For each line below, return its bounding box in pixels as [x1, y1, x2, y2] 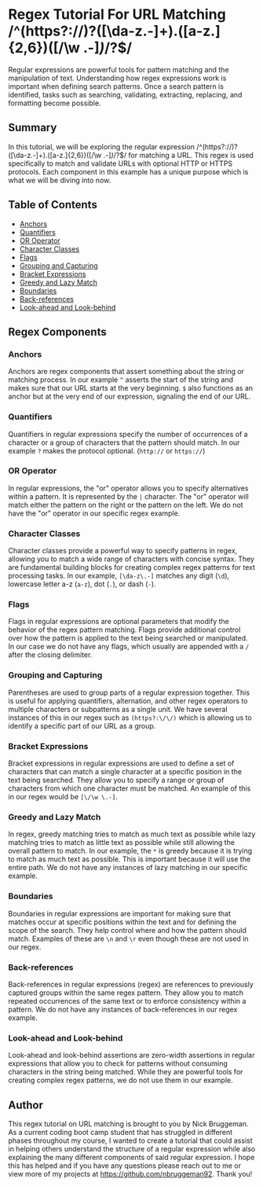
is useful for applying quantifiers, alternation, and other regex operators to [8, 696, 248, 705]
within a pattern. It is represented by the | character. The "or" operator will [8, 491, 249, 501]
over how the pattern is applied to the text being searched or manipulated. [8, 633, 249, 643]
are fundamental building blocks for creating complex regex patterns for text [8, 563, 256, 572]
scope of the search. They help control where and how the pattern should [8, 925, 247, 934]
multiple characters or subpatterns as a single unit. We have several [8, 704, 228, 714]
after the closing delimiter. [8, 650, 93, 659]
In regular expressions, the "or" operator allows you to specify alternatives [8, 483, 249, 493]
